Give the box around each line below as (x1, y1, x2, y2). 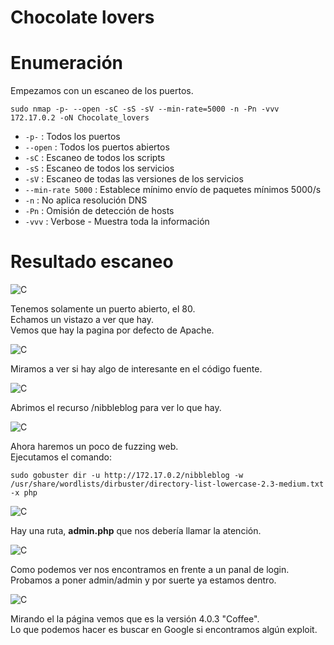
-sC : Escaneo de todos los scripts (24, 152, 166, 164)
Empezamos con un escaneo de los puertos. (10, 85, 194, 97)
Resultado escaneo (10, 251, 174, 273)
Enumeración (10, 52, 124, 75)
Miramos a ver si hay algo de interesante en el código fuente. (10, 363, 263, 375)
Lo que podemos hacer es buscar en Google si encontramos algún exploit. (10, 624, 318, 636)
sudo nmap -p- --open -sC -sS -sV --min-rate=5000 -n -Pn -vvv (10, 104, 280, 115)
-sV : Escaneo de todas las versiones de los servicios (24, 173, 244, 185)
